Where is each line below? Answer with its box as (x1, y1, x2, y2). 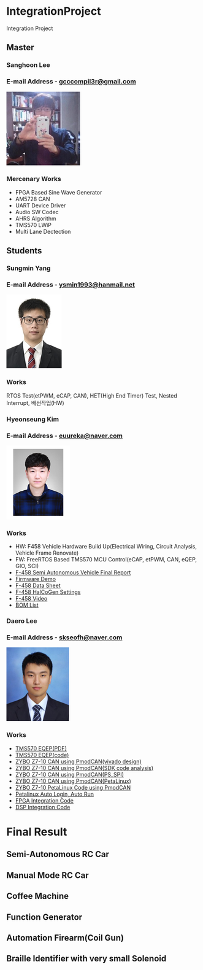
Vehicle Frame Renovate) (15, 549, 79, 556)
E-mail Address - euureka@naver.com (6, 431, 123, 440)
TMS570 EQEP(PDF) (15, 744, 67, 752)
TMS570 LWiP (15, 221, 52, 228)
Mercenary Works (6, 175, 61, 183)
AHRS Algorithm (15, 215, 56, 222)
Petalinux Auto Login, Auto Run (15, 790, 94, 798)
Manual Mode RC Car (6, 870, 89, 880)
